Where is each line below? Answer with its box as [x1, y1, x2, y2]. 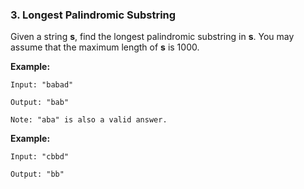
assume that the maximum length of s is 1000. [10, 41, 200, 53]
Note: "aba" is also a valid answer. [10, 115, 168, 125]
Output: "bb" [10, 169, 65, 180]
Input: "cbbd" [10, 152, 70, 162]
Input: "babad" [10, 80, 74, 90]
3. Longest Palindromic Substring [10, 8, 177, 22]
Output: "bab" [10, 98, 70, 108]
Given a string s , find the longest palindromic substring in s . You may [10, 31, 295, 43]
